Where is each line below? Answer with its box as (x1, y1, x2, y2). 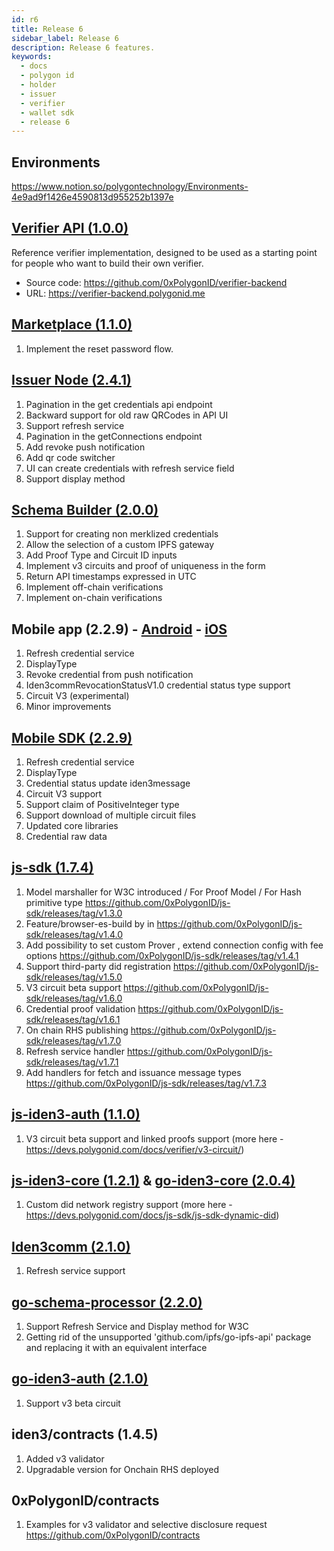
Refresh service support (25, 1265, 126, 1277)
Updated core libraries (25, 819, 119, 831)
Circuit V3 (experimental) (25, 690, 130, 702)
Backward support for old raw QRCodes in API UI (25, 409, 229, 421)
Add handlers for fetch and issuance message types (25, 1066, 242, 1078)
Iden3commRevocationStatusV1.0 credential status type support (25, 679, 291, 691)
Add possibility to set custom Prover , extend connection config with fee (25, 939, 324, 951)
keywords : (11, 52, 53, 62)
